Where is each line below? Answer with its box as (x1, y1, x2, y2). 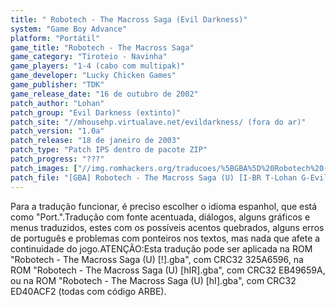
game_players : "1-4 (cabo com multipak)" (10, 61, 186, 71)
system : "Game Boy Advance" (10, 24, 128, 34)
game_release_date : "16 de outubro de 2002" (10, 89, 199, 99)
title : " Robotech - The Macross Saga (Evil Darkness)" (10, 14, 248, 25)
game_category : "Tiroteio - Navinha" (10, 52, 168, 62)
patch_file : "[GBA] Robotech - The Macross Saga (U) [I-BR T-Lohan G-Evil (10, 172, 329, 183)
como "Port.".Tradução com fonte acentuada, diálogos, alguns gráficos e (10, 211, 311, 223)
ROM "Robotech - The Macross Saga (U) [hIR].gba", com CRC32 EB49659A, (10, 264, 326, 276)
